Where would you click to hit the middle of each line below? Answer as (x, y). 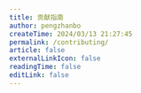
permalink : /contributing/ (59, 42)
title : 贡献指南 (36, 17)
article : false (37, 50)
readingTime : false (45, 67)
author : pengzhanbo (45, 26)
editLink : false (39, 75)
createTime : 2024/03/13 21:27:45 (71, 34)
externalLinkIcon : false (55, 58)
